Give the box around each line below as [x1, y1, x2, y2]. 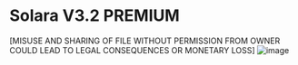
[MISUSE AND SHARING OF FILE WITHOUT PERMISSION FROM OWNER [9, 35, 281, 46]
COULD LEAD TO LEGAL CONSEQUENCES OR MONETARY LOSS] [9, 44, 255, 55]
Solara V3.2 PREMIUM [9, 5, 180, 26]
